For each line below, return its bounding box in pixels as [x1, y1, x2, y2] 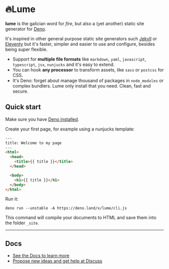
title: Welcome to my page [5, 140, 62, 146]
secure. [12, 88, 29, 94]
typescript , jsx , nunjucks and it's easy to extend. [12, 61, 115, 68]
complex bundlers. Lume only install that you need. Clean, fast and [12, 83, 151, 89]
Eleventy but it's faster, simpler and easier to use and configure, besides [5, 41, 155, 47]
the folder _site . [5, 220, 39, 226]
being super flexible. [5, 46, 48, 52]
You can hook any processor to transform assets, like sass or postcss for [12, 66, 164, 73]
